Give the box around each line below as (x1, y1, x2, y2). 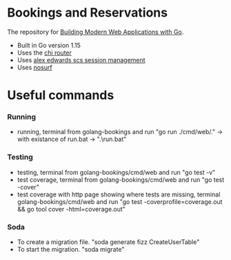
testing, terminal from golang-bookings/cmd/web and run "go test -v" (17, 168, 216, 176)
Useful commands (7, 88, 114, 103)
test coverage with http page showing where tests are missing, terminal (17, 190, 221, 198)
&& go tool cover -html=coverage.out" (17, 205, 126, 213)
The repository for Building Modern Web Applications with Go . (7, 28, 184, 36)
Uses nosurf (17, 63, 53, 71)
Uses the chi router (17, 48, 72, 57)
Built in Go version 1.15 (17, 41, 81, 49)
